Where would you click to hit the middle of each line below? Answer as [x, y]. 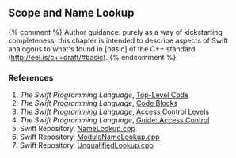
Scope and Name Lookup [71, 13]
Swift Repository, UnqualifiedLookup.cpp [87, 145]
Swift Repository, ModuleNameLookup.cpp [89, 137]
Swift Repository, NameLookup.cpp [78, 129]
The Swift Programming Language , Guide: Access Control [114, 120]
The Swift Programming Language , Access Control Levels [114, 112]
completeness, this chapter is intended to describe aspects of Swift [118, 40]
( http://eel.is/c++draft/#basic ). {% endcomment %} [92, 57]
